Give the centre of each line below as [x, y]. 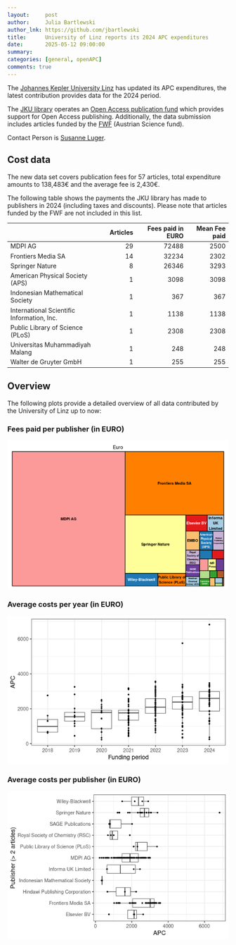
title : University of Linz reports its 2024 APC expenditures [108, 37]
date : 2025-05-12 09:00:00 [56, 45]
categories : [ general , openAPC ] [54, 60]
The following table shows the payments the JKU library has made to [107, 198]
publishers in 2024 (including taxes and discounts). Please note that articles [117, 205]
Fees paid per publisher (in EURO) [66, 428]
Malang [21, 352]
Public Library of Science [46, 327]
